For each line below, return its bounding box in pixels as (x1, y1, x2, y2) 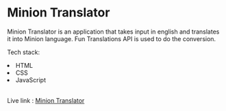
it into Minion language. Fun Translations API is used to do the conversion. (7, 34, 216, 42)
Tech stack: (7, 48, 40, 56)
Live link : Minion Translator (7, 96, 85, 104)
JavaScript (16, 75, 47, 84)
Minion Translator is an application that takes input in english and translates (7, 27, 220, 36)
